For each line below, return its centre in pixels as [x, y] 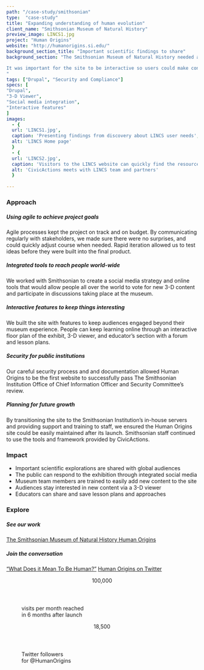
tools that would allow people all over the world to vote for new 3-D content [101, 287]
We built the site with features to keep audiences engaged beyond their [96, 323]
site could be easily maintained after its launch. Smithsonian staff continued [101, 432]
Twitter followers [42, 654]
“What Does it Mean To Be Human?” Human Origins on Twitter [84, 569]
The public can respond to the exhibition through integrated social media [106, 475]
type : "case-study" [32, 18]
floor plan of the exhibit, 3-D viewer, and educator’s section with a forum [97, 335]
